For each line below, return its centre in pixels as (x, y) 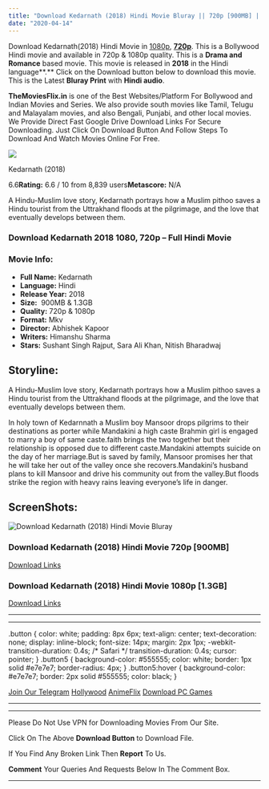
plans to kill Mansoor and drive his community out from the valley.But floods (134, 474)
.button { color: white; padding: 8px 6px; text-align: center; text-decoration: (132, 633)
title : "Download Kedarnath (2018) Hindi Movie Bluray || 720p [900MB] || (136, 16)
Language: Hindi (48, 285)
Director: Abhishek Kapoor (64, 328)
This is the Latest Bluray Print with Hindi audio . (86, 80)
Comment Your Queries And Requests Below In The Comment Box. (119, 769)
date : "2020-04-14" (41, 23)
